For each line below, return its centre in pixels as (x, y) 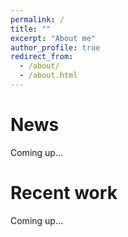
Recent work (64, 193)
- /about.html (48, 76)
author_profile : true (55, 47)
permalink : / (37, 19)
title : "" (31, 29)
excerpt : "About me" (53, 38)
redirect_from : (42, 57)
